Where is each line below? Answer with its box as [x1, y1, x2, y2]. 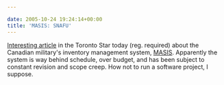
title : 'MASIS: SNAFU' [7, 22, 72, 29]
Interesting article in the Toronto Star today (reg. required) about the [7, 41, 199, 49]
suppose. [7, 69, 34, 78]
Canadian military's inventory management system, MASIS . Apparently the [7, 48, 218, 56]
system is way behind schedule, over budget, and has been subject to [7, 55, 205, 63]
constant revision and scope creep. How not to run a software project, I [7, 63, 208, 71]
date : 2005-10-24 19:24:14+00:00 [7, 16, 103, 22]
